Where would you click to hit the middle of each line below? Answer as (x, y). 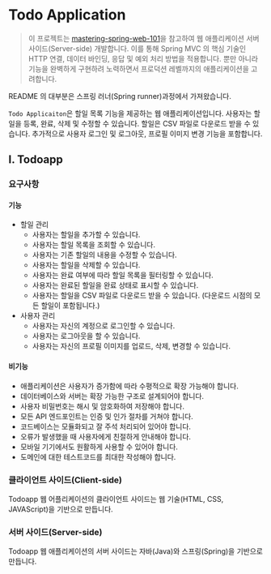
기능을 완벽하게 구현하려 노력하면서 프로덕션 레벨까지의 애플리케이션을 (138, 69)
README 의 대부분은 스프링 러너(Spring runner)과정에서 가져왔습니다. (120, 96)
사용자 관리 (38, 316)
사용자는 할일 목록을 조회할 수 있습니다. (94, 245)
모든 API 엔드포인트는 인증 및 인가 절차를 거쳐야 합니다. (107, 416)
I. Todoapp (36, 160)
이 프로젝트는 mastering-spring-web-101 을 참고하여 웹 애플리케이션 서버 (144, 38)
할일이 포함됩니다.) (70, 306)
